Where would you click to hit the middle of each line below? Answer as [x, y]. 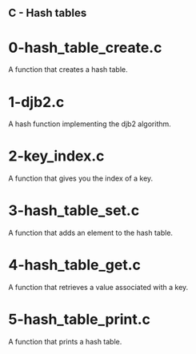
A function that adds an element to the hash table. [91, 233]
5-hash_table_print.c [79, 320]
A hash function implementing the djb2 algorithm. [90, 124]
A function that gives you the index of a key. [81, 178]
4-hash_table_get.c [75, 265]
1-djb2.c [36, 102]
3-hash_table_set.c [74, 211]
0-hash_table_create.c [85, 48]
